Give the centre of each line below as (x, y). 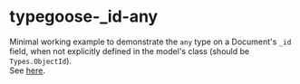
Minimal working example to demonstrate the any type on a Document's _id (150, 42)
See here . (27, 70)
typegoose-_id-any (84, 17)
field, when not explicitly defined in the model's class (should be (130, 51)
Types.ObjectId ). (41, 61)
